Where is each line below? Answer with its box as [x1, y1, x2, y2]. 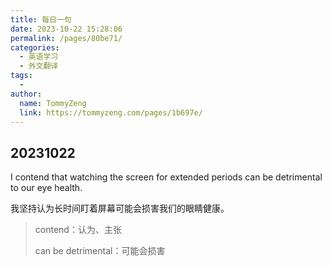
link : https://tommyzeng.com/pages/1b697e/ [19, 107, 203, 118]
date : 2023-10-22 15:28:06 [10, 24, 123, 34]
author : [10, 89, 43, 99]
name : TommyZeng [19, 98, 87, 108]
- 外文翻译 [19, 61, 59, 71]
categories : [10, 42, 60, 53]
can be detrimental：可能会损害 [34, 245, 166, 257]
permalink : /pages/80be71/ [10, 33, 123, 43]
